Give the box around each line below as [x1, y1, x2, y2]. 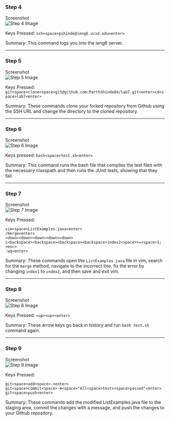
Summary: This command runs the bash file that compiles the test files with [5, 162, 163, 168]
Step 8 [5, 286, 22, 293]
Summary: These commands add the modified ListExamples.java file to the [5, 399, 161, 405]
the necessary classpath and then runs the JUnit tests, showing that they [5, 167, 158, 173]
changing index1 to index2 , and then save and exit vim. [5, 268, 119, 274]
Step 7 [5, 190, 21, 197]
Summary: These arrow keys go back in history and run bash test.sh [5, 322, 149, 328]
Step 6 [5, 125, 22, 133]
